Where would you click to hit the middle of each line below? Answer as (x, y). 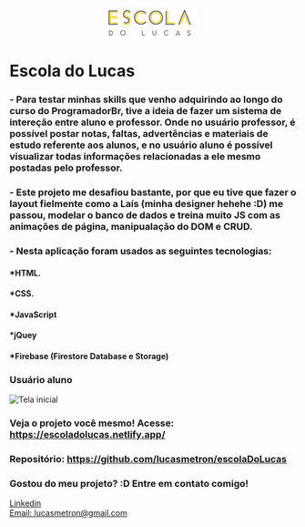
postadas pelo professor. (66, 168)
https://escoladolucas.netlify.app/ (87, 435)
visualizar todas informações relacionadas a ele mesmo (135, 157)
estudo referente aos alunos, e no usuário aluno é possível (141, 145)
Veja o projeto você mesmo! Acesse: (92, 423)
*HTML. (25, 273)
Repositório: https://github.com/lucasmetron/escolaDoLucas (148, 460)
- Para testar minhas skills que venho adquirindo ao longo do (146, 99)
